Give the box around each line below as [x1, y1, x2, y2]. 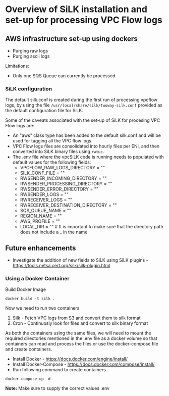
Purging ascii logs [12, 53, 50, 59]
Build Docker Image [5, 286, 46, 292]
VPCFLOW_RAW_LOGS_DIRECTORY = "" [20, 165, 105, 171]
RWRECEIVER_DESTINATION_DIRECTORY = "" [20, 202, 117, 208]
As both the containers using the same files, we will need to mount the [5, 330, 151, 336]
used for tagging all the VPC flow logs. [12, 138, 93, 144]
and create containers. [5, 346, 52, 352]
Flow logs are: [5, 123, 34, 129]
